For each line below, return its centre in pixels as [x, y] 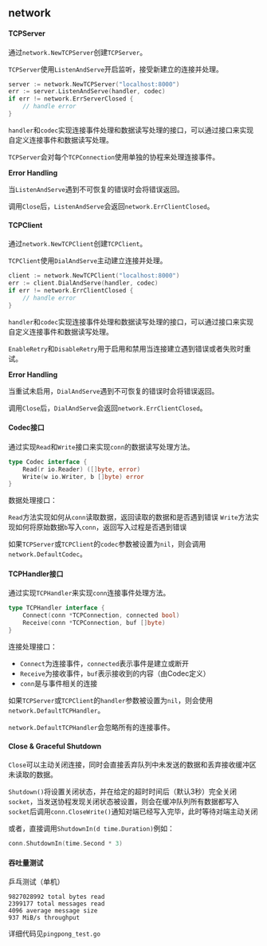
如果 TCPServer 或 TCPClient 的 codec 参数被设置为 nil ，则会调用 [107, 544]
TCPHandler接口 [36, 574]
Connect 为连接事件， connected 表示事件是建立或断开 [104, 663]
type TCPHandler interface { [57, 608]
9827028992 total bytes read [57, 897]
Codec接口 [27, 428]
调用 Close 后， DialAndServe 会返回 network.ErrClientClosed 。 [108, 408]
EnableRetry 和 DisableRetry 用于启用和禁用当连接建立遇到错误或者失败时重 [130, 348]
